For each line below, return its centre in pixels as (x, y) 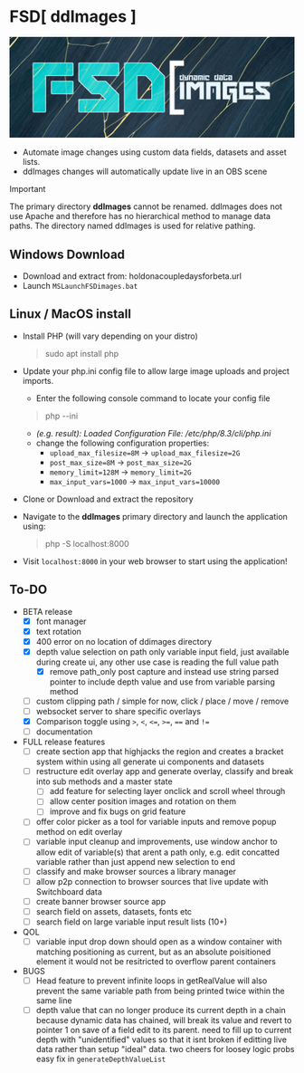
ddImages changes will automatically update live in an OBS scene (145, 172)
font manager (61, 621)
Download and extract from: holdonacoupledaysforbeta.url (132, 276)
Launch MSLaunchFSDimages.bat (80, 285)
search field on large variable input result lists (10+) (132, 922)
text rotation (58, 631)
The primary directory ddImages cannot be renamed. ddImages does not (146, 206)
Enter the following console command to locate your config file (153, 398)
